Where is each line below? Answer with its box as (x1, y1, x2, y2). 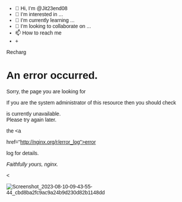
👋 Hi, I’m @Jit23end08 (15, 5, 68, 11)
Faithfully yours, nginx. (6, 160, 59, 168)
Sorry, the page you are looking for (6, 88, 86, 94)
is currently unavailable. (6, 110, 61, 117)
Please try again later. (6, 116, 57, 123)
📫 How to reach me (15, 30, 62, 36)
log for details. (6, 150, 39, 156)
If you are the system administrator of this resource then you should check (6, 99, 177, 106)
